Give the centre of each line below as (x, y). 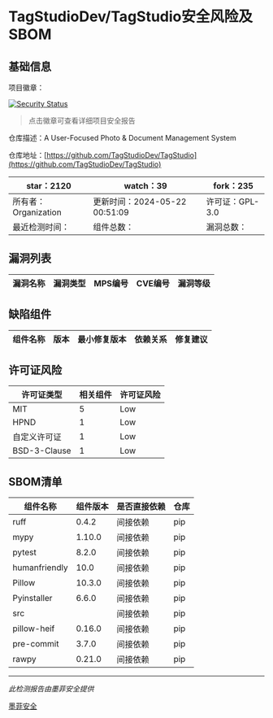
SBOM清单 (35, 482)
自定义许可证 (37, 437)
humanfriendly (40, 568)
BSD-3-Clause (42, 450)
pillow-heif (34, 629)
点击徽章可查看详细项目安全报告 (82, 120)
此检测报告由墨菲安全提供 (51, 689)
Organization (37, 212)
